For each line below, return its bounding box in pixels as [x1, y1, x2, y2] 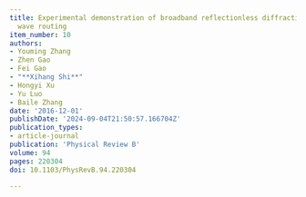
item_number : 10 [9, 30, 71, 39]
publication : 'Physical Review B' [9, 140, 141, 149]
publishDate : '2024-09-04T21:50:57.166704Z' [9, 114, 181, 123]
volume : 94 [9, 148, 51, 157]
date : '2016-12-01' [9, 106, 84, 115]
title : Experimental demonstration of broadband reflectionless [9, 13, 259, 23]
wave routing [17, 22, 67, 31]
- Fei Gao [9, 64, 47, 74]
